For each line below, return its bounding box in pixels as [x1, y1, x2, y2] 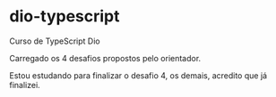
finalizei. [9, 79, 40, 90]
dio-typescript [9, 6, 120, 27]
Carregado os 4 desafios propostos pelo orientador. [9, 53, 202, 63]
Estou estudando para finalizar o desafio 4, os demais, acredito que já [9, 69, 267, 81]
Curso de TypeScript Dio [9, 36, 100, 46]
